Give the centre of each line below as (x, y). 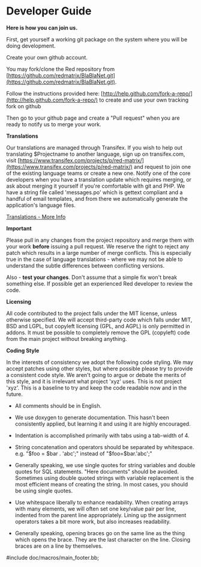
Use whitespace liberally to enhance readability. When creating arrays (101, 502)
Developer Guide (49, 11)
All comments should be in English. (58, 406)
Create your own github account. (47, 57)
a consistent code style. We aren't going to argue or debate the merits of (96, 375)
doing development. (31, 46)
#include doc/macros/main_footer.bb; (53, 557)
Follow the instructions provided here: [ (55, 93)
